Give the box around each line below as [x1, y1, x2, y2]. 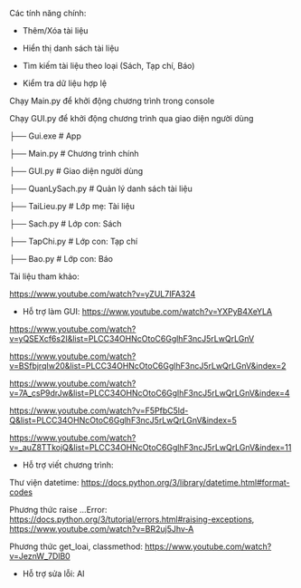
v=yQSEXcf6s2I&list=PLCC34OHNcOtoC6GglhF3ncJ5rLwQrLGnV [9, 333, 255, 343]
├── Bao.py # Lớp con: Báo [9, 254, 113, 264]
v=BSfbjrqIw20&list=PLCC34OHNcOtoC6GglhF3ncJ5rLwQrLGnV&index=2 [9, 361, 287, 371]
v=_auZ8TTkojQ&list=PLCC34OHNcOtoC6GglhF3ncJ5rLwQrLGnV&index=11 [9, 442, 292, 452]
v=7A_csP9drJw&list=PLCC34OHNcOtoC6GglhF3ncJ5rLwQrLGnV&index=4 [9, 388, 291, 398]
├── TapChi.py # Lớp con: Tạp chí [9, 236, 138, 246]
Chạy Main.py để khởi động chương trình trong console [9, 95, 215, 106]
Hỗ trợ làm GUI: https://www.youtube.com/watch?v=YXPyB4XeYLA [22, 306, 273, 316]
